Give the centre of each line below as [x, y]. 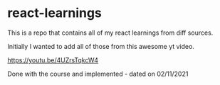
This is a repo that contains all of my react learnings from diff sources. [110, 33]
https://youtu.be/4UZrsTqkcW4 [53, 60]
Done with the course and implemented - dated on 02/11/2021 [98, 74]
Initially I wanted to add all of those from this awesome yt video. [101, 46]
